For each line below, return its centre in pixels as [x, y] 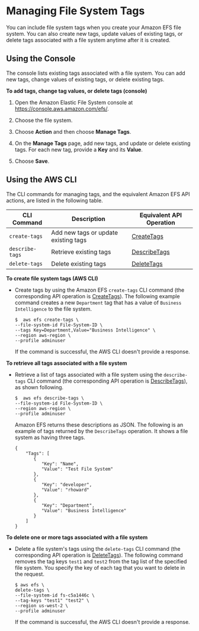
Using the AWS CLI [41, 180]
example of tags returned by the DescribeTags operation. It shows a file [101, 431]
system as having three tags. [50, 437]
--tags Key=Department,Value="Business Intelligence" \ [85, 330]
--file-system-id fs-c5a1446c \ [54, 595]
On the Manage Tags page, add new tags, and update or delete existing [102, 143]
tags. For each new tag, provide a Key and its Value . [79, 149]
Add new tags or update [85, 232]
